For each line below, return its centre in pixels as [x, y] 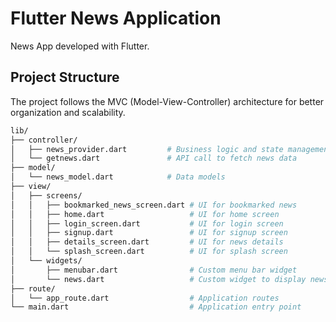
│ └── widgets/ [46, 261]
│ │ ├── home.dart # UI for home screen [145, 214]
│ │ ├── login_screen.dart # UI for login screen [147, 223]
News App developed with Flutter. [80, 46]
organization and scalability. [68, 112]
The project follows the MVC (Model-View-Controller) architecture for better [167, 101]
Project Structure [65, 77]
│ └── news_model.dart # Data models [118, 177]
